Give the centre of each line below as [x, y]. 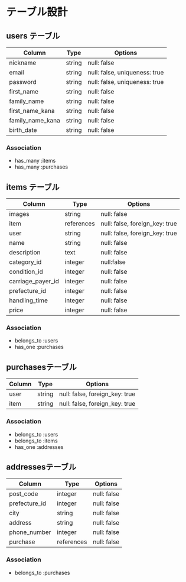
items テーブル [33, 187]
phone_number [30, 532]
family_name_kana [35, 120]
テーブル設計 [37, 12]
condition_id [26, 271]
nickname [23, 63]
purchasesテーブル [41, 367]
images [19, 214]
